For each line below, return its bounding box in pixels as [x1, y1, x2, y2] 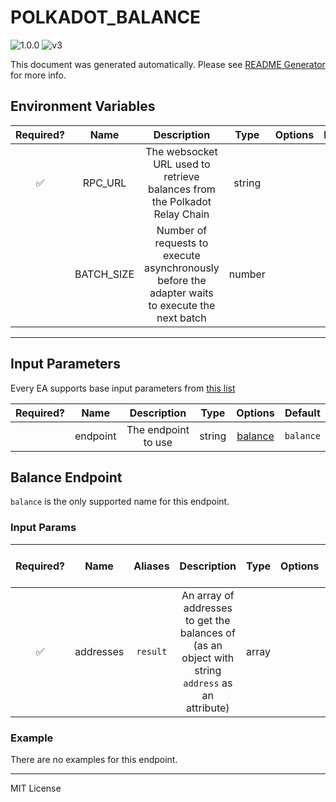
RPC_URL [82, 176, 127, 190]
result [136, 646, 168, 657]
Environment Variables [10, 98, 156, 115]
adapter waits [149, 286, 214, 300]
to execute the [148, 298, 216, 312]
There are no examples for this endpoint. [10, 753, 178, 765]
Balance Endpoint [10, 469, 123, 486]
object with [181, 651, 235, 665]
